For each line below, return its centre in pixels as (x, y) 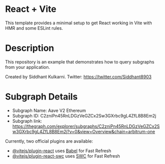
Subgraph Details (41, 97)
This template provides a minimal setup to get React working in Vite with (79, 23)
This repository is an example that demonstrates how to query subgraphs (80, 62)
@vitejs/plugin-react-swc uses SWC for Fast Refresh (66, 156)
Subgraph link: (27, 121)
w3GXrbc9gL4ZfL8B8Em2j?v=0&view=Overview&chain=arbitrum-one (84, 131)
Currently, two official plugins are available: (49, 141)
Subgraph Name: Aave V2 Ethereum (49, 110)
